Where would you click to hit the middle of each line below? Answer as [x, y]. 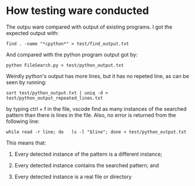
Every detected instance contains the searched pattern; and [87, 165]
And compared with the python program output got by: [72, 54]
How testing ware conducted [78, 11]
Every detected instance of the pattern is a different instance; [88, 154]
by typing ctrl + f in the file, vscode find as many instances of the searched [96, 108]
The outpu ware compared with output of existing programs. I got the [89, 27]
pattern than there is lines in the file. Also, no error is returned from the [91, 115]
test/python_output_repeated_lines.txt [55, 98]
